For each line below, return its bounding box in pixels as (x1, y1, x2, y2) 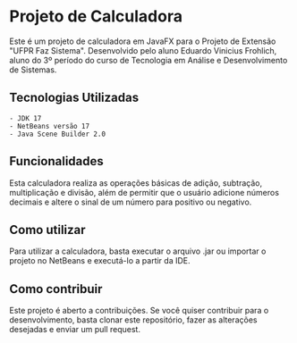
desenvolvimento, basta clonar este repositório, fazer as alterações (9, 314, 258, 325)
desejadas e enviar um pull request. (9, 324, 141, 335)
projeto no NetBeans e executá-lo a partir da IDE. (9, 255, 191, 266)
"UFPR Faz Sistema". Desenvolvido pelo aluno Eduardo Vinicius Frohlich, (9, 45, 277, 55)
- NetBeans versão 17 (9, 121, 90, 130)
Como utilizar (9, 222, 87, 238)
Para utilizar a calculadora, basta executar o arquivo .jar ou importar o (9, 246, 267, 256)
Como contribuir (9, 281, 103, 297)
